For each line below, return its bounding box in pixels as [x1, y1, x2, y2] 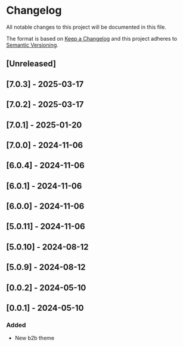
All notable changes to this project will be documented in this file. [6, 23, 167, 31]
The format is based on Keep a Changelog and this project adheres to [6, 35, 178, 42]
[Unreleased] [6, 59, 57, 69]
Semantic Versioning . [6, 41, 58, 48]
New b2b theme [14, 335, 55, 342]
